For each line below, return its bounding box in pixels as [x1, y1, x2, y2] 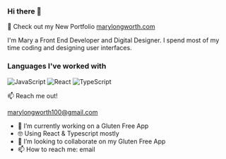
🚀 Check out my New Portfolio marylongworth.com [7, 23, 155, 31]
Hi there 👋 [7, 6, 42, 16]
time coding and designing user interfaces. [7, 44, 132, 52]
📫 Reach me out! [7, 91, 58, 100]
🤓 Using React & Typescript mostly [17, 129, 120, 137]
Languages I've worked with [7, 61, 107, 71]
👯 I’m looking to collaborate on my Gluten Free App [17, 137, 166, 146]
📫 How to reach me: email [17, 145, 95, 153]
